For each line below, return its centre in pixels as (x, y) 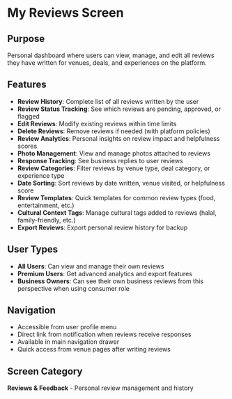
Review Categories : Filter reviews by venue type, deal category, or (114, 168)
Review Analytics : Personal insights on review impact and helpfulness (118, 138)
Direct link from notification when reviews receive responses (104, 334)
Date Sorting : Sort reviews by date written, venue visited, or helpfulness (121, 183)
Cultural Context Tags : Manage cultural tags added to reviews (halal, (117, 212)
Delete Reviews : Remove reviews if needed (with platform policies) (114, 131)
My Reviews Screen (65, 13)
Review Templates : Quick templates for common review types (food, (116, 197)
